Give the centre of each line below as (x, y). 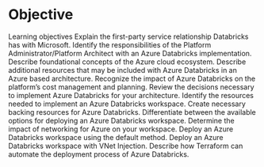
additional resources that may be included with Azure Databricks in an (123, 70)
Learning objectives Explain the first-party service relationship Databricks (128, 36)
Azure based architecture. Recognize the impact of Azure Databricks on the (132, 78)
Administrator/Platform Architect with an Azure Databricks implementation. (130, 53)
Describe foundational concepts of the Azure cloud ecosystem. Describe (127, 62)
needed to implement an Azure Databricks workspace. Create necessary (127, 104)
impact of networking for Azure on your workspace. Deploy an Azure (121, 129)
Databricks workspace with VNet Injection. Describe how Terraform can (126, 146)
